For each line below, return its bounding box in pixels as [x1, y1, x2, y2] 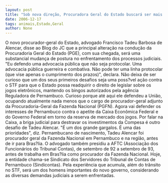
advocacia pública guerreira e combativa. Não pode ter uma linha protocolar [5, 66, 163, 72]
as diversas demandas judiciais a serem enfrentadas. [5, 172, 115, 178]
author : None [5, 26, 33, 31]
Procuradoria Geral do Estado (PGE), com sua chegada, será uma [5, 50, 140, 56]
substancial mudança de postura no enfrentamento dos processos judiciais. [5, 55, 162, 61]
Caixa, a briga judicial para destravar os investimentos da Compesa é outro [5, 119, 160, 125]
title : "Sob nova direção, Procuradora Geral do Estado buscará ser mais [5, 12, 163, 17]
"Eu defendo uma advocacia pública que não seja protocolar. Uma [5, 61, 142, 67]
